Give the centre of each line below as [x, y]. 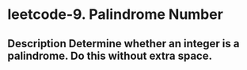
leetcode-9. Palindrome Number [115, 15]
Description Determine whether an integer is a [123, 44]
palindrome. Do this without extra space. [110, 55]
